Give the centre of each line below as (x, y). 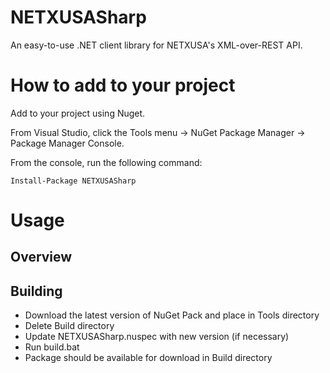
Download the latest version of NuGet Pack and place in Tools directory (172, 315)
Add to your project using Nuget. (78, 113)
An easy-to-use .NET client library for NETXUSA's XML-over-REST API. (156, 45)
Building (36, 291)
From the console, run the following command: (106, 162)
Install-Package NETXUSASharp (73, 181)
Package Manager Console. (67, 143)
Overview (41, 257)
